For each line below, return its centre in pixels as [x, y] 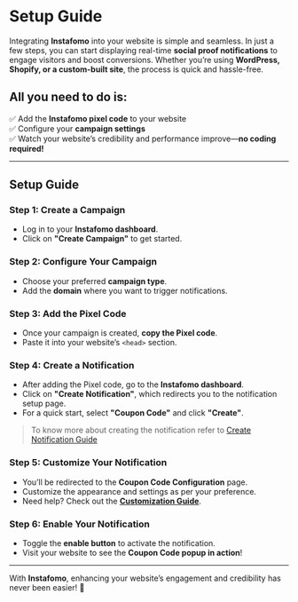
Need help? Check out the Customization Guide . [112, 501]
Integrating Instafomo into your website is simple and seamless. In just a [142, 41]
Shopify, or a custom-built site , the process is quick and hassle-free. [137, 69]
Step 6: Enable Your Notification [80, 524]
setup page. [44, 404]
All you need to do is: [68, 97]
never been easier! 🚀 [47, 587]
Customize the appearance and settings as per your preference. [139, 491]
